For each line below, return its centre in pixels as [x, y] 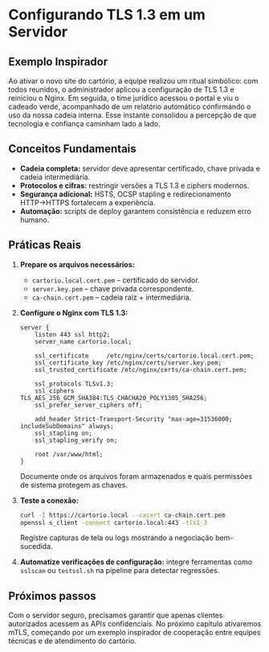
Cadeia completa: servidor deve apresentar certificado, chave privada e [140, 168]
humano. [35, 220]
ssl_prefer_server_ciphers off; [89, 405]
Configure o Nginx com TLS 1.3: [74, 312]
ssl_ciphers [55, 391]
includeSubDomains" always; [67, 426]
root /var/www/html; [69, 454]
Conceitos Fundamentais [72, 149]
